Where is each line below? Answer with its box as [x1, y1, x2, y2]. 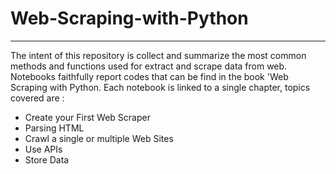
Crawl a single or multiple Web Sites [24, 132, 174, 144]
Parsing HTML [24, 122, 85, 134]
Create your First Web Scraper [24, 111, 151, 123]
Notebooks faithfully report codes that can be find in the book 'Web [10, 70, 289, 82]
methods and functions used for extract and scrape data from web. [10, 60, 288, 72]
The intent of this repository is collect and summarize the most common [10, 49, 307, 61]
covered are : [10, 92, 65, 104]
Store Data [24, 153, 70, 166]
